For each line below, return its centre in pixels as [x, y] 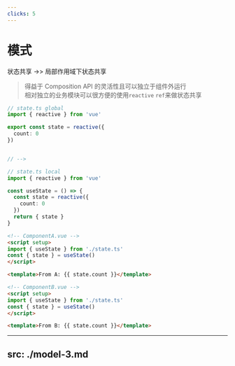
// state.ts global [36, 108]
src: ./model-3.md [48, 354]
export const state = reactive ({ [56, 127]
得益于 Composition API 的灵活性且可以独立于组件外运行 [105, 86]
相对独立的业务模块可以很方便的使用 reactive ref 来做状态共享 [113, 94]
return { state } [39, 217]
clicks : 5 [22, 14]
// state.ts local [34, 171]
